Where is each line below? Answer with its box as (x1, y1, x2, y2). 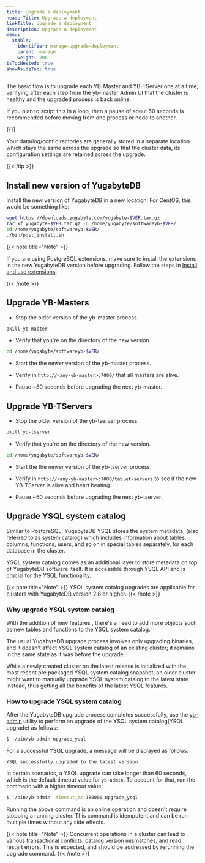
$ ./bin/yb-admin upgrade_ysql (6, 736, 86, 742)
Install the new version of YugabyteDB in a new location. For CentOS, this (6, 196, 192, 204)
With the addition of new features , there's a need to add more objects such (6, 619, 197, 626)
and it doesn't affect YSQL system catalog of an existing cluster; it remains (6, 644, 195, 651)
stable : (12, 37, 32, 43)
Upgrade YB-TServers (6, 401, 93, 411)
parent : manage (17, 49, 56, 55)
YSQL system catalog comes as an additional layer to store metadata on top (6, 558, 198, 566)
